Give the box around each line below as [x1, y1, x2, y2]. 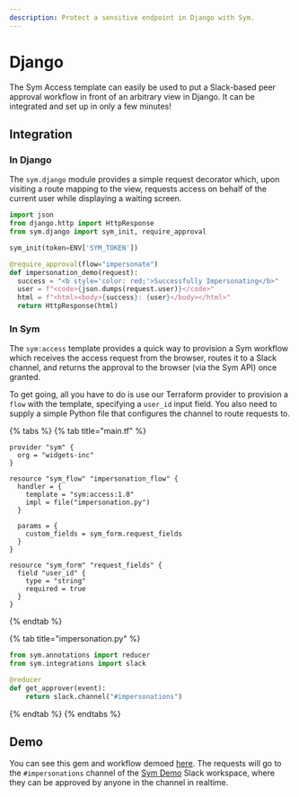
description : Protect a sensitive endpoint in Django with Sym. [9, 13, 255, 22]
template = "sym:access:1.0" [25, 491, 135, 500]
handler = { [17, 483, 63, 491]
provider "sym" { [9, 443, 75, 452]
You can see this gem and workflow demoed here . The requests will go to [9, 758, 282, 769]
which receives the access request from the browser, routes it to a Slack [9, 352, 277, 364]
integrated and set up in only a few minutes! [9, 101, 172, 111]
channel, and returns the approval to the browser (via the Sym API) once [9, 362, 277, 373]
